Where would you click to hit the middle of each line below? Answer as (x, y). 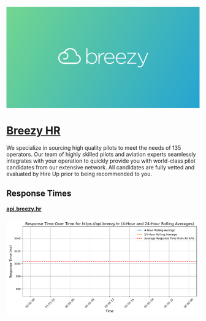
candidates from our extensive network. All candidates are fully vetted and (101, 168)
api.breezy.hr (24, 209)
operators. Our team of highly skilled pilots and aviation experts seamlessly (101, 155)
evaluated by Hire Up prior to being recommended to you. (79, 174)
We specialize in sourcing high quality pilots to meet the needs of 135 (94, 148)
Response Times (39, 193)
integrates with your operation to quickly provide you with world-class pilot (101, 161)
